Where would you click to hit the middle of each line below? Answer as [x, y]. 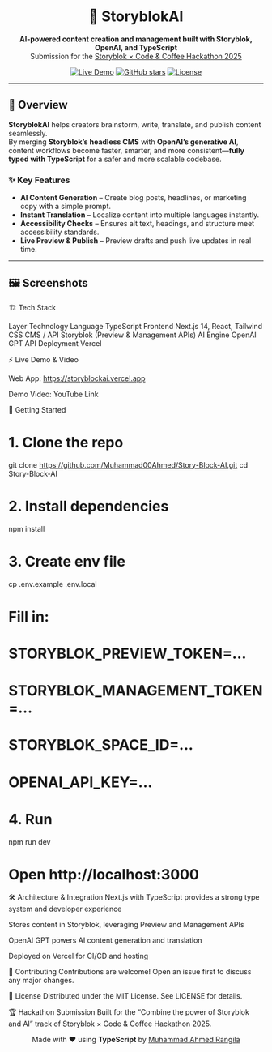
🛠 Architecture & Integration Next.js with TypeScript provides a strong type [134, 897]
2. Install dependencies [89, 506]
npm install [27, 528]
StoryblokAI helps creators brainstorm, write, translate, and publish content [135, 124]
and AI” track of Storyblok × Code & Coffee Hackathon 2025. [110, 1024]
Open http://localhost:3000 [104, 874]
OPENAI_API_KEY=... [81, 782]
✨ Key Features [39, 180]
